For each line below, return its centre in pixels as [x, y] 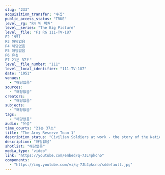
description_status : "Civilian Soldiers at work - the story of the [77, 137]
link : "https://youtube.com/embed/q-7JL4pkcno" [55, 155]
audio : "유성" [18, 124]
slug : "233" [17, 10]
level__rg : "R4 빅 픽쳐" [29, 23]
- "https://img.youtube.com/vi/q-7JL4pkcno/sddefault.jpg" [71, 165]
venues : [13, 78]
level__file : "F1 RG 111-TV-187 [38, 32]
